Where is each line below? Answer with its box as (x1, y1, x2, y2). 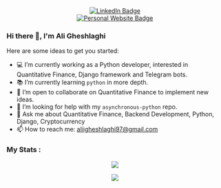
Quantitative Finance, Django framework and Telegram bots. (16, 70, 188, 79)
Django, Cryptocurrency (16, 117, 85, 126)
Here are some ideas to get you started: (6, 47, 120, 55)
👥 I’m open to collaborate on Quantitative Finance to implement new (16, 88, 209, 96)
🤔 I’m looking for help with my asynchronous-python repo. (16, 103, 178, 111)
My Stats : (6, 145, 41, 154)
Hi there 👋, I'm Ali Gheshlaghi (6, 31, 106, 41)
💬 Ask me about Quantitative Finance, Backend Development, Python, (16, 110, 215, 118)
